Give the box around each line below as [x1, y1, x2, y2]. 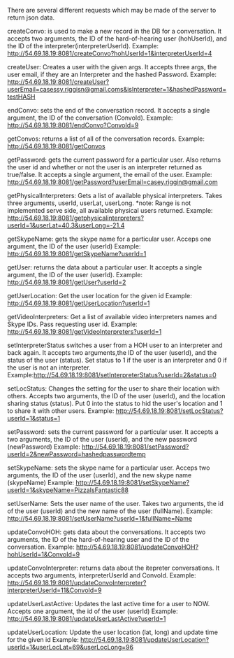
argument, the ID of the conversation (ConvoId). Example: [7, 113, 173, 122]
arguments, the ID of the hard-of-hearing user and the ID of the [7, 535, 190, 543]
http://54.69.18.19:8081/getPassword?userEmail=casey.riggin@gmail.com [7, 178, 218, 186]
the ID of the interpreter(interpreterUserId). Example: [7, 42, 159, 50]
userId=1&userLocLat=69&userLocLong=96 [7, 643, 134, 651]
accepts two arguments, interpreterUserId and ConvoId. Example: [7, 571, 197, 580]
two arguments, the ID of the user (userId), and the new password [7, 435, 198, 443]
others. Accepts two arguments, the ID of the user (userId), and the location [7, 392, 226, 400]
